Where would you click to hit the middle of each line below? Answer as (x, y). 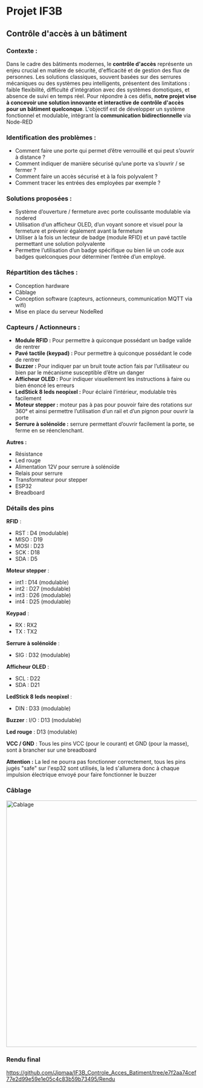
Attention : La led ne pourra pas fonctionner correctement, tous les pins (96, 762)
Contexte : (22, 51)
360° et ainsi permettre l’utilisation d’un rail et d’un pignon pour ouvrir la (105, 411)
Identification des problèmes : (51, 138)
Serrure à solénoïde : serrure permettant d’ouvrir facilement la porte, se (105, 424)
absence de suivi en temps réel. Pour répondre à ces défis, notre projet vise (101, 96)
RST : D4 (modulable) (42, 533)
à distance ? (30, 157)
